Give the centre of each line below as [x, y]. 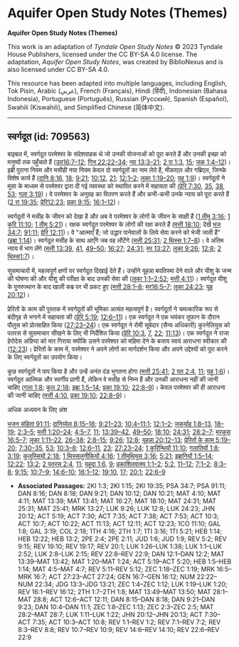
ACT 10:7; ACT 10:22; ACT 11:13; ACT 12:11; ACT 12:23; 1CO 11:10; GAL [119, 523]
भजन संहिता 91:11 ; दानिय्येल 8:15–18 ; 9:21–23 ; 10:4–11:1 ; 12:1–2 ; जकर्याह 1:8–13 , [110, 424]
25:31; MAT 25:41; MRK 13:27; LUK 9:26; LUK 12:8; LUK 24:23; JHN [116, 508]
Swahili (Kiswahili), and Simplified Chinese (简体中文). [86, 107]
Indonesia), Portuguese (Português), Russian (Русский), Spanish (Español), [118, 98]
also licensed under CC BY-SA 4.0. [58, 69]
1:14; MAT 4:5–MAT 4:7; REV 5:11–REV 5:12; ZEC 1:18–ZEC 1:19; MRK [116, 569]
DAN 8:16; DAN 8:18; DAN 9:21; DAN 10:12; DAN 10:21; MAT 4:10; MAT [119, 493]
